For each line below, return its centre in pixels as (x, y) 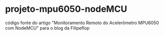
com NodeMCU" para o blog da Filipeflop (47, 28)
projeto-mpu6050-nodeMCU (66, 9)
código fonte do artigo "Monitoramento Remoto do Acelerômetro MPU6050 (82, 23)
